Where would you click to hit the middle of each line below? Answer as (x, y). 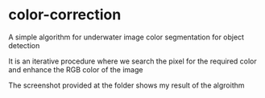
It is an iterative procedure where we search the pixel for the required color (133, 61)
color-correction (65, 15)
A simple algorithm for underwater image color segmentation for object (126, 37)
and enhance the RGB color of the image (76, 69)
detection (24, 45)
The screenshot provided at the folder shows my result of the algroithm (126, 85)
